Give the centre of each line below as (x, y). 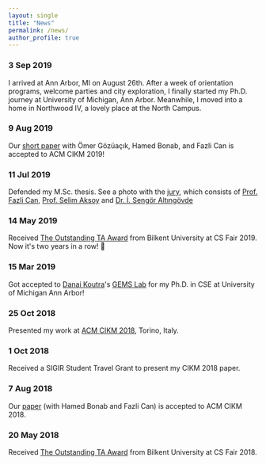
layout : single (33, 15)
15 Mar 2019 (32, 267)
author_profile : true (44, 38)
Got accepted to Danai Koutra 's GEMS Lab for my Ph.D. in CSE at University (131, 284)
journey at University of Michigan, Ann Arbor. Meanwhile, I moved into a (125, 99)
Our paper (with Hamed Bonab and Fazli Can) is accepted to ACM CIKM (125, 406)
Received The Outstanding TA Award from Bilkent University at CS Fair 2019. (133, 238)
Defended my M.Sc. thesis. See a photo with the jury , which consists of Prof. (133, 192)
